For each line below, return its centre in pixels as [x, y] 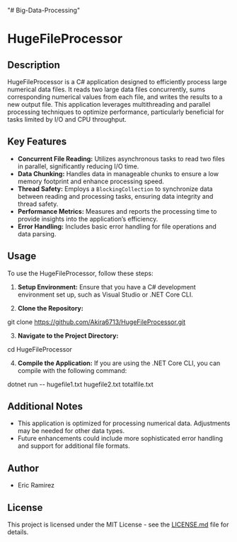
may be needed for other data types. [71, 431]
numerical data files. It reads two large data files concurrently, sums [106, 89]
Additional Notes [45, 406]
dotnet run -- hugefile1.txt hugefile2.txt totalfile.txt [80, 384]
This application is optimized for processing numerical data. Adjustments [124, 423]
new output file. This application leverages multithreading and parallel [109, 104]
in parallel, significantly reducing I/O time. [78, 166]
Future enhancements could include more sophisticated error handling [120, 439]
